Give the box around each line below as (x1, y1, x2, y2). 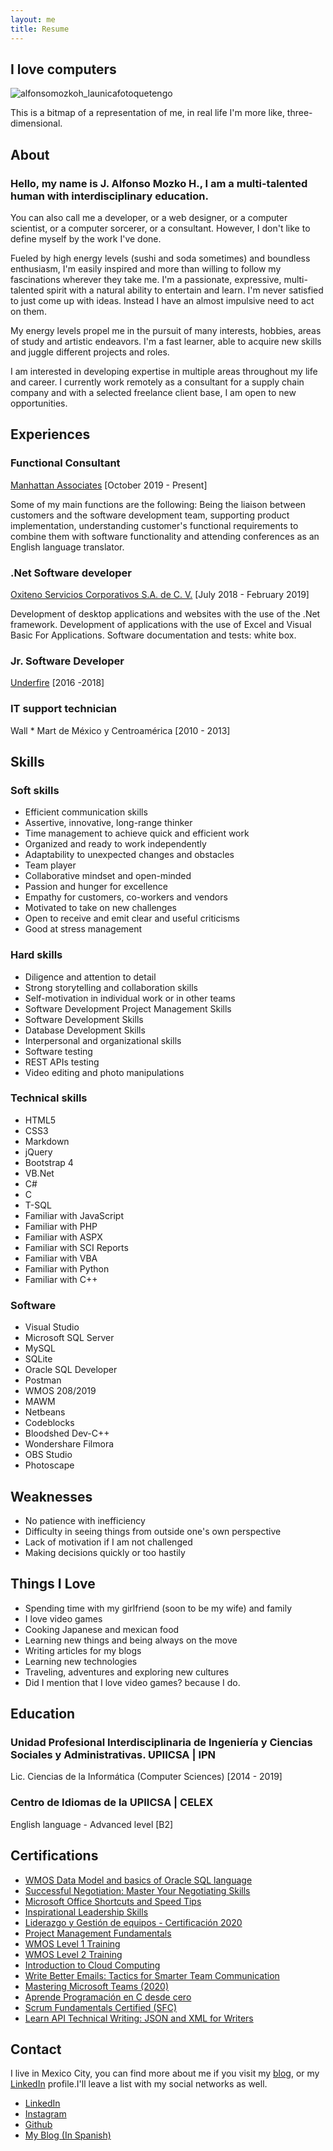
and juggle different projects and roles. (10, 346, 170, 358)
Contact (10, 2041, 62, 2058)
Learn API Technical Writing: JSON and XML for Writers (24, 2012, 254, 2024)
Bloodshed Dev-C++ (24, 1427, 110, 1440)
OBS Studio (24, 1449, 73, 1461)
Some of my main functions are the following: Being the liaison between (10, 498, 307, 510)
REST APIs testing (24, 1056, 100, 1068)
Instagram (24, 2108, 67, 2120)
